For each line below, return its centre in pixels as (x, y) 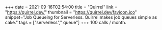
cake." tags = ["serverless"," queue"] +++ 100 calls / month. (66, 22)
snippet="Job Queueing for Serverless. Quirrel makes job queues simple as (81, 17)
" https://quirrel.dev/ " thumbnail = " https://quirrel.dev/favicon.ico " (71, 12)
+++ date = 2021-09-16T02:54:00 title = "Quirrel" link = (61, 7)
